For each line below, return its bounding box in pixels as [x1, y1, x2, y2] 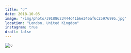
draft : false [5, 29, 32, 34]
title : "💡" [5, 7, 28, 12]
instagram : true [5, 25, 38, 30]
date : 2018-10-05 [5, 12, 40, 16]
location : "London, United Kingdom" [5, 20, 79, 26]
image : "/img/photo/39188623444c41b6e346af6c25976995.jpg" [5, 16, 127, 21]
